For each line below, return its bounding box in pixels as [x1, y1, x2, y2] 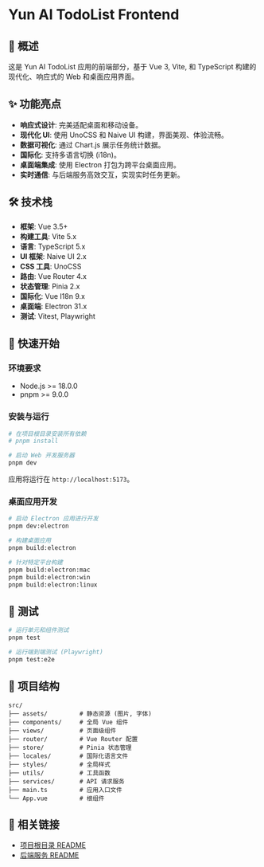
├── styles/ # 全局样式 [8, 760, 111, 768]
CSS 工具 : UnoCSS [19, 261, 82, 271]
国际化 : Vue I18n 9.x [19, 291, 86, 300]
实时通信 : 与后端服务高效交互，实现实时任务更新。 [19, 170, 184, 179]
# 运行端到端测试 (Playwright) [8, 648, 103, 656]
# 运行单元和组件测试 [8, 626, 69, 634]
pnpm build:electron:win [8, 573, 91, 581]
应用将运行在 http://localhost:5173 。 [8, 474, 134, 484]
